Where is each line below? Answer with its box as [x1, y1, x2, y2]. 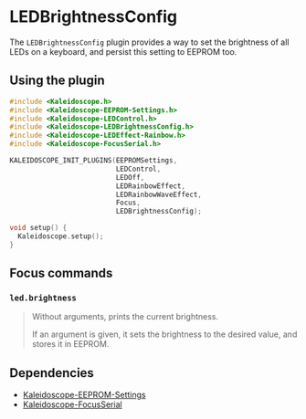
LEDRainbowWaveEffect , [115, 190, 203, 199]
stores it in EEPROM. [31, 339, 110, 350]
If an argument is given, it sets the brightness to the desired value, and [31, 329, 298, 340]
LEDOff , [115, 173, 145, 182]
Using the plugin [9, 73, 105, 89]
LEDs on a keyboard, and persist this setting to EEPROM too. [9, 46, 237, 57]
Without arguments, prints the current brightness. [31, 311, 219, 322]
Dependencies [9, 365, 94, 381]
